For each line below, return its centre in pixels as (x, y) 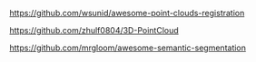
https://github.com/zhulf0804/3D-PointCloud (94, 30)
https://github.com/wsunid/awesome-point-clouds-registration (127, 13)
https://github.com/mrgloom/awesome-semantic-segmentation (128, 48)
